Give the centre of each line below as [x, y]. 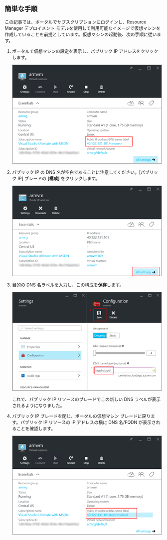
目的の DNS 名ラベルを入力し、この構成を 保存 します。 [68, 285]
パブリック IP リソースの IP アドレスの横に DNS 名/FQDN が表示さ [88, 423]
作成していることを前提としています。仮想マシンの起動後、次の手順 [74, 34]
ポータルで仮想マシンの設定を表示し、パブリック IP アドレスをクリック [85, 51]
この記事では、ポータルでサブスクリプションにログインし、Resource [76, 22]
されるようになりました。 [38, 406]
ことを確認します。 [36, 429]
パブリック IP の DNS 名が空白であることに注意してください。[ [76, 172]
